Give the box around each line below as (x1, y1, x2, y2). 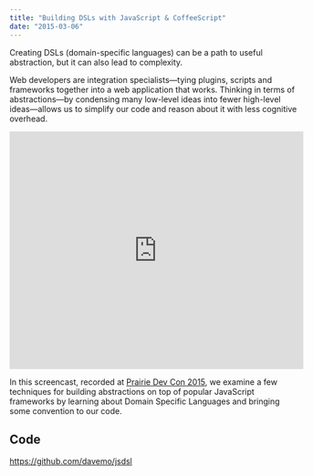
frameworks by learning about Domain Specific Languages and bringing (9, 396, 280, 407)
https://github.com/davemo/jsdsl (9, 456, 132, 467)
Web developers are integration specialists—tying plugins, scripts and (9, 74, 273, 85)
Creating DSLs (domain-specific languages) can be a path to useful (9, 47, 263, 57)
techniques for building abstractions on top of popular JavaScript (9, 386, 256, 397)
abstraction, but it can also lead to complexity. (9, 57, 183, 67)
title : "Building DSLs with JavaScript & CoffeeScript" (9, 13, 226, 23)
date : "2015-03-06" (9, 22, 84, 31)
